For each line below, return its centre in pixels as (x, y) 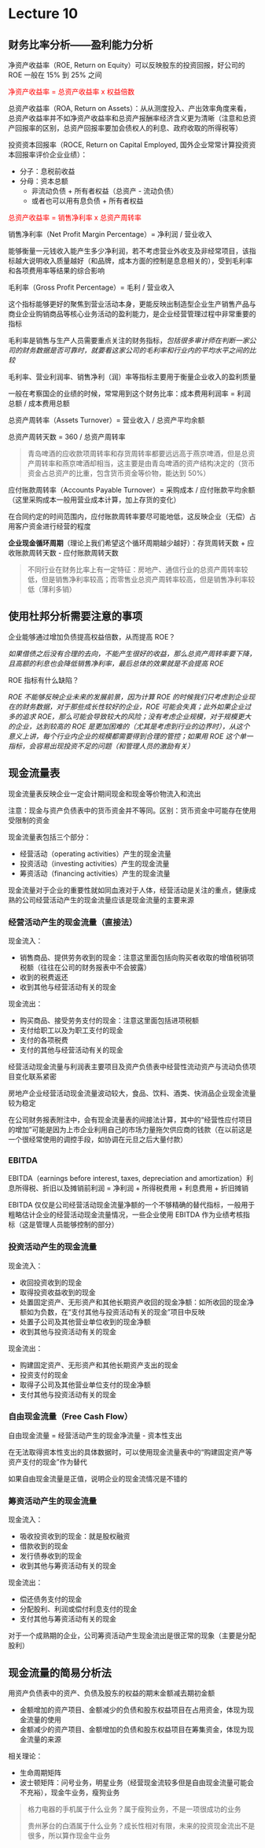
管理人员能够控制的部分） (77, 1225)
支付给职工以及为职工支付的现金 (71, 1030)
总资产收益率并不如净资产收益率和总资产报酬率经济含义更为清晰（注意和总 (129, 118)
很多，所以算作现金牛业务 (69, 1835)
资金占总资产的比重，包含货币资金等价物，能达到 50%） (119, 473)
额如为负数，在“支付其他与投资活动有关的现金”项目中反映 (112, 1311)
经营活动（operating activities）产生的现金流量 (95, 854)
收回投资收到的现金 (51, 1282)
